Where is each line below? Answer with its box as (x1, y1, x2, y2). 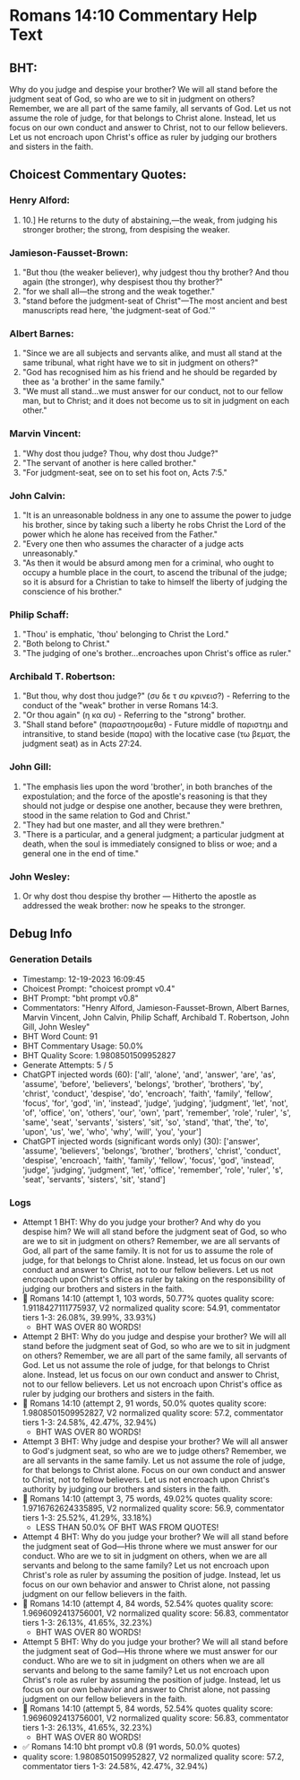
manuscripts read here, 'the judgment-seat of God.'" (21, 304, 217, 315)
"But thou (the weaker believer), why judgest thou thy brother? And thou (21, 267, 289, 277)
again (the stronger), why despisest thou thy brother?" (21, 276, 224, 287)
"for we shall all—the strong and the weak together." (21, 285, 216, 296)
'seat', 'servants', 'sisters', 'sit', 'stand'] (21, 1173, 166, 1185)
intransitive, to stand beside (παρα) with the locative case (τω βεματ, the (21, 729, 291, 740)
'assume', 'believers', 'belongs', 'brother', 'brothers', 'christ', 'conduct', (21, 1145, 281, 1156)
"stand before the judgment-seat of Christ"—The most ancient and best (21, 295, 288, 306)
